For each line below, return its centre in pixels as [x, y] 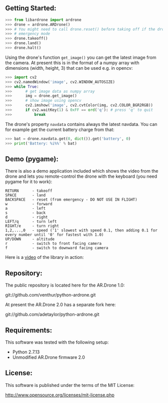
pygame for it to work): [29, 182]
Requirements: [29, 330]
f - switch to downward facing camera [57, 248]
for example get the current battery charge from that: [60, 129]
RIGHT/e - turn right [32, 226]
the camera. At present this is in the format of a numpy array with [72, 63]
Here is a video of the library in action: [44, 257]
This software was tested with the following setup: [57, 342]
